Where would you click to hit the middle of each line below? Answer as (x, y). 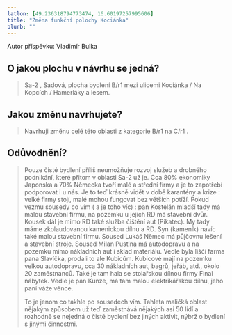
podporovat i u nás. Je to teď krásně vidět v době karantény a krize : (122, 192)
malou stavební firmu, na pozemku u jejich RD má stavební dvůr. (116, 214)
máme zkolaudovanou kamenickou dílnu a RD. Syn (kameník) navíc (120, 229)
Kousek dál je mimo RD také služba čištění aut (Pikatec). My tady (117, 221)
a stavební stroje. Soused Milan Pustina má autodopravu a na (111, 244)
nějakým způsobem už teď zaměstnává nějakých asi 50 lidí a (111, 309)
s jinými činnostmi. (51, 324)
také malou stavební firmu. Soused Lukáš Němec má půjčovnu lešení (123, 236)
